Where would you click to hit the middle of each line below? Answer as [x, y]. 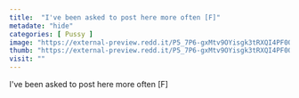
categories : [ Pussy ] [51, 34]
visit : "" [28, 59]
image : [21, 42]
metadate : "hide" [41, 26]
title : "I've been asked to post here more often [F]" [115, 17]
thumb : [21, 51]
